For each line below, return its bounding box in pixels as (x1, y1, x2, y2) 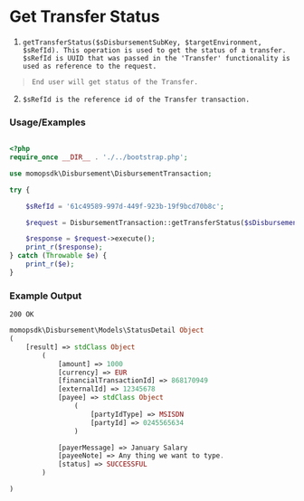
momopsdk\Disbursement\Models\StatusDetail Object (9, 326, 204, 336)
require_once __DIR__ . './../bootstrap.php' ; (9, 153, 188, 162)
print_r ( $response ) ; (25, 242, 103, 252)
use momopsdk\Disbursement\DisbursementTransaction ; (9, 169, 213, 178)
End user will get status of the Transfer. (31, 77, 199, 87)
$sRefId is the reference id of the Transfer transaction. (22, 95, 251, 104)
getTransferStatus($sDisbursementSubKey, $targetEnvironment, (22, 38, 262, 47)
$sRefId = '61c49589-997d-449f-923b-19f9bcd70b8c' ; (25, 202, 224, 211)
